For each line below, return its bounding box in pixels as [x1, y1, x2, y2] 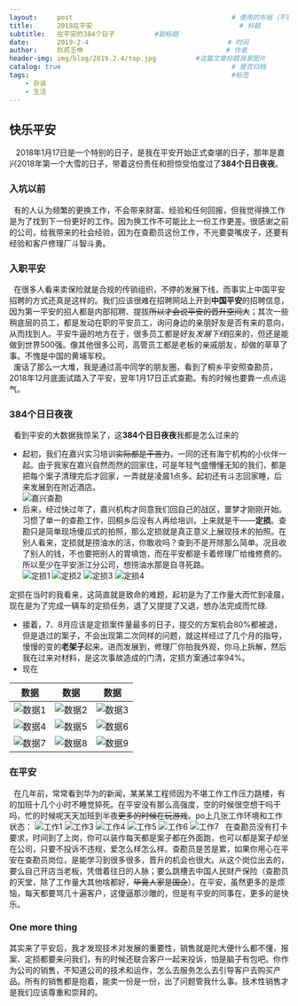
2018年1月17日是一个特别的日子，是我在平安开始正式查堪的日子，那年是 [15, 147, 278, 158]
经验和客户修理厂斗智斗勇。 [9, 238, 111, 248]
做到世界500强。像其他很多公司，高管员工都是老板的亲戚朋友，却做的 [9, 339, 264, 350]
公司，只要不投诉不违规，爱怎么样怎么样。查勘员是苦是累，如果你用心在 [16, 843, 281, 854]
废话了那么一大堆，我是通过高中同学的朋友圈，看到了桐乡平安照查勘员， [12, 361, 278, 372]
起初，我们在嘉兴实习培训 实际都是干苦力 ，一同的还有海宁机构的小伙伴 [21, 448, 279, 459]
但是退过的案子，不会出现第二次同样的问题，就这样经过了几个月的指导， [21, 630, 286, 641]
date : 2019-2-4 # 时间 [9, 37, 249, 47]
